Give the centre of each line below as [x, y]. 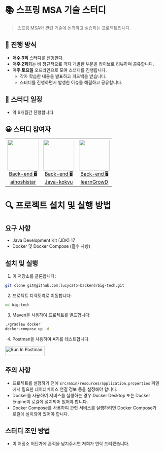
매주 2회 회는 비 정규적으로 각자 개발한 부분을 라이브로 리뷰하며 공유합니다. [83, 64]
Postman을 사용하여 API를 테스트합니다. [51, 339]
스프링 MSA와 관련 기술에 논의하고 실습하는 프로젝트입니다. [74, 28]
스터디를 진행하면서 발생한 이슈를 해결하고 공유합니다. [71, 82]
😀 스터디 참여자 [28, 129]
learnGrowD [94, 182]
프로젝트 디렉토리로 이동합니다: [42, 296]
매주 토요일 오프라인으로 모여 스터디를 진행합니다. [60, 70]
